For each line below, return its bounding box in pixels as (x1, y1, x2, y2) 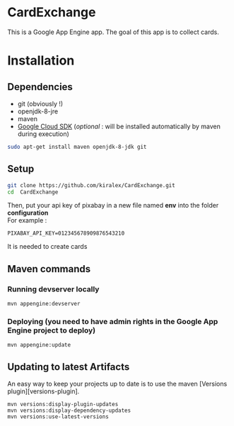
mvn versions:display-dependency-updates (7, 407, 131, 415)
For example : (7, 216, 47, 225)
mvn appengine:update (7, 342, 71, 349)
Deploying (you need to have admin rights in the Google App (7, 316, 218, 326)
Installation (7, 52, 75, 69)
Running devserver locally (7, 284, 100, 294)
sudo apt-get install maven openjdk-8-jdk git (7, 143, 147, 150)
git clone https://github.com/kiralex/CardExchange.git (7, 181, 175, 189)
